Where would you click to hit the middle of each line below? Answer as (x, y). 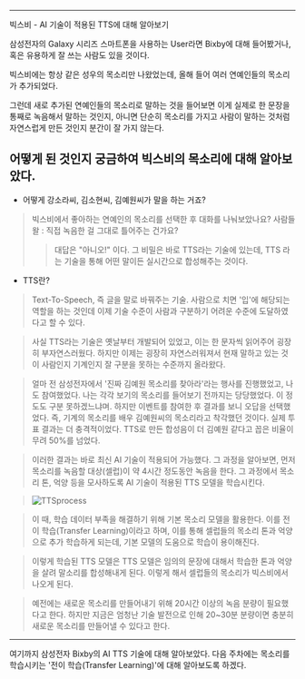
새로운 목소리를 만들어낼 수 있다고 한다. (101, 625)
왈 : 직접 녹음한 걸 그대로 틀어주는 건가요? (105, 230)
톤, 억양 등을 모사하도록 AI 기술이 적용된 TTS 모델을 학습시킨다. (153, 482)
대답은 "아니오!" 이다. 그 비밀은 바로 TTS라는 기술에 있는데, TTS (167, 250)
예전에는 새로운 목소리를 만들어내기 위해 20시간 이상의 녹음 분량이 (148, 603)
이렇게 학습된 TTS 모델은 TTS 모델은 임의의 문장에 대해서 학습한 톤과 (153, 561)
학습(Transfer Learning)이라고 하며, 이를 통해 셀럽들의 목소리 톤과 (159, 530)
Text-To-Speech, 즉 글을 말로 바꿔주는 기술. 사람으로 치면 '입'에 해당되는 (161, 300)
